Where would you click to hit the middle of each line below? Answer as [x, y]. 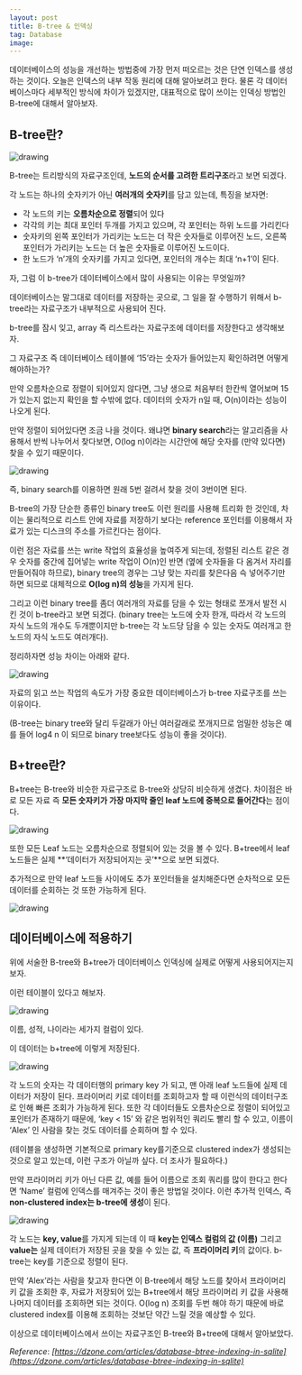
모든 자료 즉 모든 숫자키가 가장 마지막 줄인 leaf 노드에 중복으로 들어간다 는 [146, 800]
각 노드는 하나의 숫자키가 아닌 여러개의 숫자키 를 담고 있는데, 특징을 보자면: [139, 195]
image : [22, 43]
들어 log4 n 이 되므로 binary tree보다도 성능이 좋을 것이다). [123, 735]
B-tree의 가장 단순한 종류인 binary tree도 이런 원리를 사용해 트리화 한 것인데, [144, 509]
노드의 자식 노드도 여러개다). [59, 637]
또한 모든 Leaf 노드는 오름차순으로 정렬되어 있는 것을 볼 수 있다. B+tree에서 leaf [150, 848]
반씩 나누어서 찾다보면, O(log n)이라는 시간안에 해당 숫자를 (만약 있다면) [159, 442]
